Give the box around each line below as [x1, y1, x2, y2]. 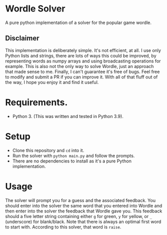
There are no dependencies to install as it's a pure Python [12, 158, 131, 164]
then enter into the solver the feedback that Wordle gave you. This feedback [5, 208, 162, 214]
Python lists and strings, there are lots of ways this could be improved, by [5, 52, 156, 58]
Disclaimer [5, 34, 39, 42]
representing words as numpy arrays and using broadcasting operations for [5, 58, 161, 64]
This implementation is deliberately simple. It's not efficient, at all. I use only [5, 47, 161, 53]
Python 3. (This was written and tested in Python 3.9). [12, 113, 123, 119]
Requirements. [5, 96, 68, 108]
